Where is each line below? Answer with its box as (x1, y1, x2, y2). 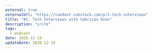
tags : (5, 26, 17, 31)
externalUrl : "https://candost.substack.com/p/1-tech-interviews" (5, 12, 148, 17)
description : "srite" (5, 21, 51, 27)
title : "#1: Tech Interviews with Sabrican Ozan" (5, 17, 112, 22)
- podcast (10, 31, 30, 36)
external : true (5, 7, 37, 13)
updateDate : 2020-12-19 (5, 40, 56, 45)
